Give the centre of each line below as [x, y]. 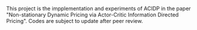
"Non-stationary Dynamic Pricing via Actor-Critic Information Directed [93, 15]
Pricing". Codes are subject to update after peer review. [75, 21]
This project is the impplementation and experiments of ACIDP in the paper [99, 9]
